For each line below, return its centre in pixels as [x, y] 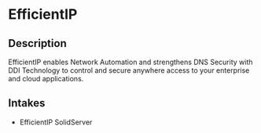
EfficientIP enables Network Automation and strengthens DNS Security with [130, 62]
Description [37, 43]
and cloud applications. [46, 79]
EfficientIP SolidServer [56, 122]
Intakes [27, 103]
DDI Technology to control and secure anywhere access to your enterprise [129, 70]
